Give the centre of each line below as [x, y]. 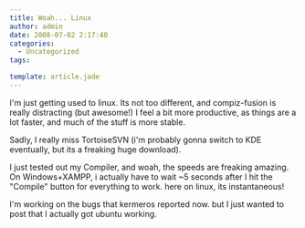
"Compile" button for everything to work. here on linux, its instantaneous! [147, 186]
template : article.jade [55, 77]
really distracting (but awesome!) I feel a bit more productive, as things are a [153, 112]
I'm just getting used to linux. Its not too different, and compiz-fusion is [143, 102]
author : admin [37, 26]
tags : [20, 60]
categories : [32, 43]
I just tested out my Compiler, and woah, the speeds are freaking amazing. [149, 167]
